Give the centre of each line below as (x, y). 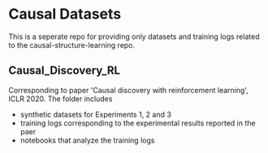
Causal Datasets (65, 14)
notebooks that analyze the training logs (87, 140)
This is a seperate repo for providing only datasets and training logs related (134, 36)
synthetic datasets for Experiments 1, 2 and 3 (96, 114)
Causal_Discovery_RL (64, 71)
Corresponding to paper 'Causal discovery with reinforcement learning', (129, 90)
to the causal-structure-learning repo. (72, 45)
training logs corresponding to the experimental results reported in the (138, 123)
